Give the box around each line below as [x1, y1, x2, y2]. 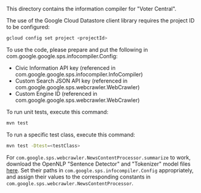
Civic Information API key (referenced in [15, 64, 116, 72]
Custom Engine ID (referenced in [15, 90, 97, 97]
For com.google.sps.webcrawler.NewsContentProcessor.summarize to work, [6, 154, 191, 161]
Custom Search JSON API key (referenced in [15, 77, 128, 84]
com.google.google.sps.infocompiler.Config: [6, 52, 118, 59]
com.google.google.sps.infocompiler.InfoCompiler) [15, 70, 143, 78]
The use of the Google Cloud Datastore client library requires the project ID [6, 17, 195, 24]
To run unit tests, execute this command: [6, 108, 108, 115]
